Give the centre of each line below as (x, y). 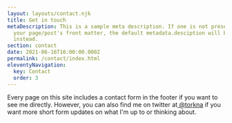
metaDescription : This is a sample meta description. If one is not (108, 26)
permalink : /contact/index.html (54, 59)
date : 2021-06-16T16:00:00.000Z (54, 53)
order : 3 (26, 78)
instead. (26, 39)
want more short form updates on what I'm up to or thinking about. (102, 112)
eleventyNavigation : (37, 65)
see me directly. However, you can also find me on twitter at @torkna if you (114, 105)
